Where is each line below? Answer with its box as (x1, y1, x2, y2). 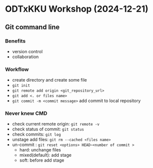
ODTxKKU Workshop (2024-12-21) (5, 3, 149, 15)
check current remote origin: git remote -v (12, 121, 100, 127)
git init (12, 83, 30, 88)
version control (12, 48, 43, 54)
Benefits (5, 38, 26, 44)
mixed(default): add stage (19, 152, 72, 158)
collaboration (12, 54, 39, 60)
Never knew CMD (5, 110, 47, 117)
